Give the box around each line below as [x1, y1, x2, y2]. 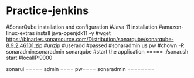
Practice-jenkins [6, 4, 89, 17]
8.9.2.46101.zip [6, 42, 43, 49]
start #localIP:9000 [6, 54, 53, 61]
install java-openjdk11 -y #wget [36, 29, 111, 36]
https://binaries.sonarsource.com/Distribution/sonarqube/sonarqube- [6, 36, 174, 42]
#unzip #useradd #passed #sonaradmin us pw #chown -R [43, 42, 185, 49]
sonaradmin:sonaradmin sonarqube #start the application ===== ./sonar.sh [6, 48, 189, 55]
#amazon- [158, 23, 184, 30]
